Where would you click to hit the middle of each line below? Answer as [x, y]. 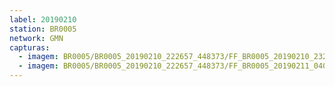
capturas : [30, 47]
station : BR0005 [43, 29]
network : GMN [36, 38]
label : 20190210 [43, 19]
